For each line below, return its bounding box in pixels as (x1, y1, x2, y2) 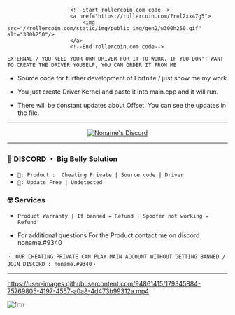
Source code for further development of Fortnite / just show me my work (17, 74, 227, 82)
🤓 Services (7, 195, 45, 205)
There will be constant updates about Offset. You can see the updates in (17, 101, 226, 109)
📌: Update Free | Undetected (17, 179, 103, 186)
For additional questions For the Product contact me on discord (17, 231, 200, 239)
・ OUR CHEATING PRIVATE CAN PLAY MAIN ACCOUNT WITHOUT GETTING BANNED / (7, 253, 226, 260)
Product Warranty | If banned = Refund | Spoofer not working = (17, 212, 209, 220)
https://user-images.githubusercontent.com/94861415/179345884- (7, 279, 201, 288)
